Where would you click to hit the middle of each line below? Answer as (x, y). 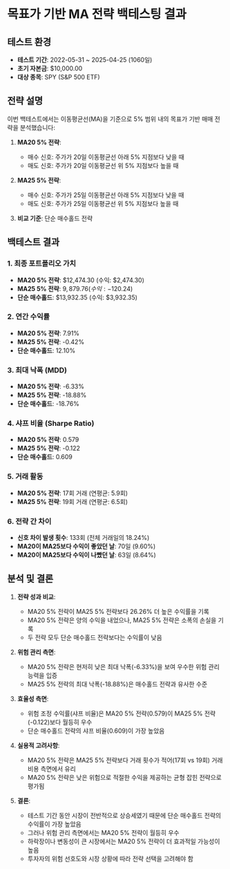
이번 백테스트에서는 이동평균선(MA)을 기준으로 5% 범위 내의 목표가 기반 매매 (110, 119)
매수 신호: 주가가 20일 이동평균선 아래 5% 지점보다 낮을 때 (106, 157)
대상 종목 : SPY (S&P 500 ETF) (58, 77)
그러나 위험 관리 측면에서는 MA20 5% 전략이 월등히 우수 (103, 832)
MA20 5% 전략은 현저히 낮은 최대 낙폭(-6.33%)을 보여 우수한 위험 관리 (123, 666)
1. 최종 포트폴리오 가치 (42, 263)
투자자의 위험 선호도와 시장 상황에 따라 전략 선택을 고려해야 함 (110, 859)
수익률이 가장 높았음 (54, 824)
